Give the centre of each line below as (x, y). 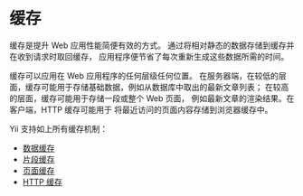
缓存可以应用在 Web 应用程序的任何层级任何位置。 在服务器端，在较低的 (144, 75)
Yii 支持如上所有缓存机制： (59, 128)
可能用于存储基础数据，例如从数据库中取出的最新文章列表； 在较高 (165, 87)
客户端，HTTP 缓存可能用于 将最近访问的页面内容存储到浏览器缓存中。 (141, 109)
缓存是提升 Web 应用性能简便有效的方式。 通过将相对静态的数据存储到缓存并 (152, 45)
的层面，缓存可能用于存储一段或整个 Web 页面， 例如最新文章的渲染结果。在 (152, 98)
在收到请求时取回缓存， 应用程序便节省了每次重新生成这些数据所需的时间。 (149, 56)
